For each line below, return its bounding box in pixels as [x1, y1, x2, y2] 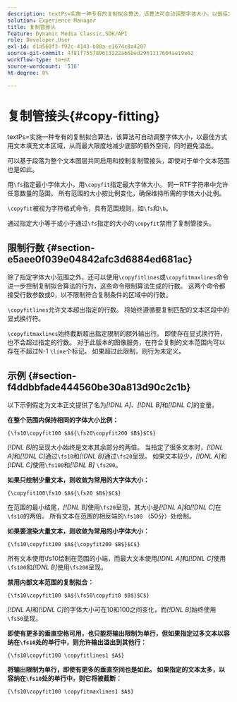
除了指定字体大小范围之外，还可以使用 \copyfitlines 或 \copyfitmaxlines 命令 [7, 273, 229, 282]
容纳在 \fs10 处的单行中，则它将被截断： [7, 674, 122, 683]
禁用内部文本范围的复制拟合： [7, 578, 94, 586]
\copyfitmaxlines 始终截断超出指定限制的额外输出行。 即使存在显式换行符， [7, 329, 227, 338]
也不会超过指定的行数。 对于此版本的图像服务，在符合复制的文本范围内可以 [7, 338, 226, 346]
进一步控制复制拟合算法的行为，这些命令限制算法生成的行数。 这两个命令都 [7, 282, 226, 290]
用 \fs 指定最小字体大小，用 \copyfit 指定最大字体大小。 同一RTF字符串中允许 [7, 181, 229, 189]
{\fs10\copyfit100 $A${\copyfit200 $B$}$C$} [7, 541, 140, 548]
